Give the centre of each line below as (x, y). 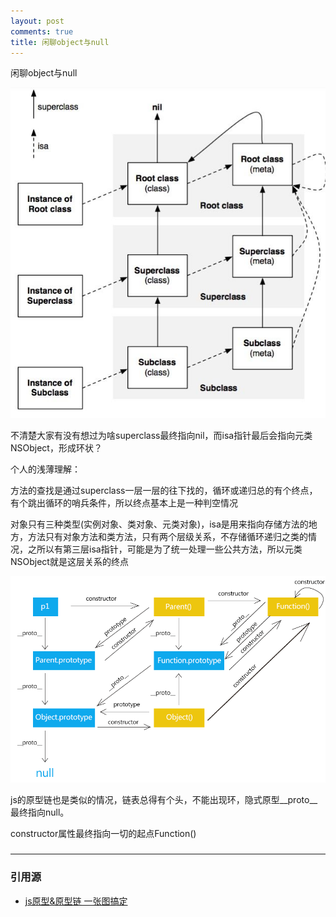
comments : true (42, 31)
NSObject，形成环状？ (56, 448)
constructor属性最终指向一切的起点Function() (103, 834)
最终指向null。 (40, 812)
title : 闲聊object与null (60, 42)
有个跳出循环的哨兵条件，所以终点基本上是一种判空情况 (124, 503)
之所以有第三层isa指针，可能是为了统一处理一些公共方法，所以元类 (165, 549)
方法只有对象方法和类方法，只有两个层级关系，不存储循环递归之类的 (167, 537)
